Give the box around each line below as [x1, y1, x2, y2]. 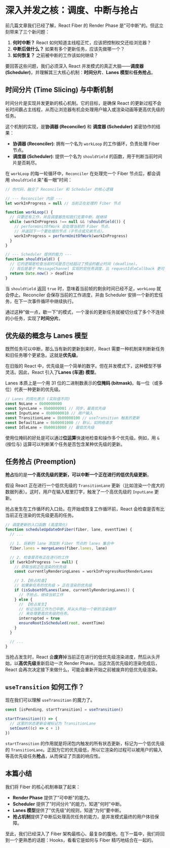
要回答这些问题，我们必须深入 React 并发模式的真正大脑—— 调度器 [5, 63, 144, 69]
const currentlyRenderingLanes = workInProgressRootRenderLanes [14, 569, 153, 574]
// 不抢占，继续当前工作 [18, 592, 64, 597]
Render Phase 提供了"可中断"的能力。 [12, 794, 93, 800]
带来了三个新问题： [9, 28, 50, 34]
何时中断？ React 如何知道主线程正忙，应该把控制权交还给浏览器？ [12, 39, 152, 46]
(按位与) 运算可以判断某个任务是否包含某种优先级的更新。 [5, 441, 125, 447]
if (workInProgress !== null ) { [10, 559, 78, 564]
